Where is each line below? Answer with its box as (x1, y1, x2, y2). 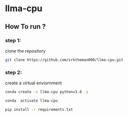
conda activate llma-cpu (5, 98, 58, 103)
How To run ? (5, 22, 46, 31)
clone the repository (5, 48, 46, 54)
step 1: (5, 37, 21, 44)
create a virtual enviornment (5, 80, 62, 86)
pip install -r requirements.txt (5, 107, 73, 112)
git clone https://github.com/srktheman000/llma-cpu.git (5, 57, 124, 62)
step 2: (5, 69, 22, 76)
